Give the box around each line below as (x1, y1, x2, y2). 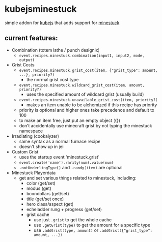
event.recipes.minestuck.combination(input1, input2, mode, (19, 53, 145, 58)
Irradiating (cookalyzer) (11, 133, 59, 139)
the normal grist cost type (26, 76, 79, 82)
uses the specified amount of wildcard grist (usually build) (26, 91, 144, 97)
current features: (4, 34, 58, 42)
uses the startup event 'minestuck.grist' (19, 154, 100, 160)
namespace (19, 128, 43, 134)
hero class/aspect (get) (26, 201, 74, 207)
